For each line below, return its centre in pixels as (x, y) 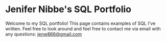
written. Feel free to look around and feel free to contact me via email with (83, 28)
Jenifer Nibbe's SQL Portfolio (68, 9)
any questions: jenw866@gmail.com (44, 34)
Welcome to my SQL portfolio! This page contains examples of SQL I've (80, 23)
